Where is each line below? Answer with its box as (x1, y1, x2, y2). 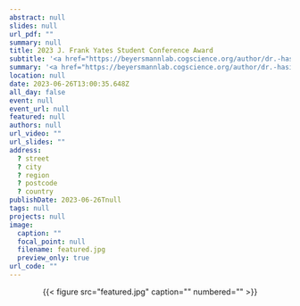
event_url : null (9, 104, 70, 113)
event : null (9, 95, 54, 105)
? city (17, 162, 42, 171)
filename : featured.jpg (17, 245, 105, 254)
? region (17, 170, 50, 179)
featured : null (9, 112, 66, 121)
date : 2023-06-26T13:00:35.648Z (9, 79, 129, 88)
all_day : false (9, 87, 66, 96)
